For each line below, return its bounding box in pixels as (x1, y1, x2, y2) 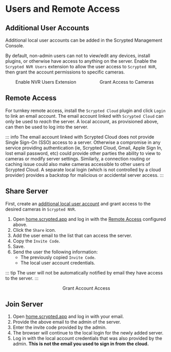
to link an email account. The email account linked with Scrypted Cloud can (5, 113, 164, 119)
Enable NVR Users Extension (15, 79, 77, 85)
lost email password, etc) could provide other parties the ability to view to (5, 150, 161, 156)
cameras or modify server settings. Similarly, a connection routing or (5, 155, 150, 162)
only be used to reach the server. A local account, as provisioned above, (5, 118, 159, 124)
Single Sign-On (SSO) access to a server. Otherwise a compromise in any (5, 139, 161, 145)
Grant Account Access (62, 285, 110, 291)
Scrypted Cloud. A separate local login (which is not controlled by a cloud (5, 166, 161, 173)
